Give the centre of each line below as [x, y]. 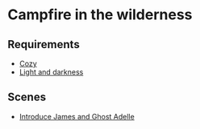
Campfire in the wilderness [100, 15]
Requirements [44, 44]
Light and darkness [51, 72]
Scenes [27, 97]
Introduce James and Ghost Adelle [77, 116]
